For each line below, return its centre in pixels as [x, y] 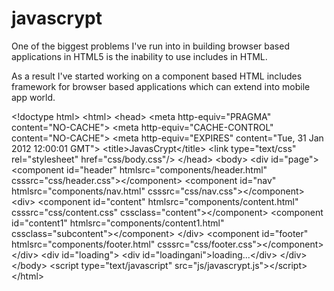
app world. [33, 97]
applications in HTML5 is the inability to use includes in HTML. [139, 56]
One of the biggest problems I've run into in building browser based [150, 46]
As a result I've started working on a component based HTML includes [157, 76]
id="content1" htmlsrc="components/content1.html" [118, 223]
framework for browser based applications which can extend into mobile [161, 86]
